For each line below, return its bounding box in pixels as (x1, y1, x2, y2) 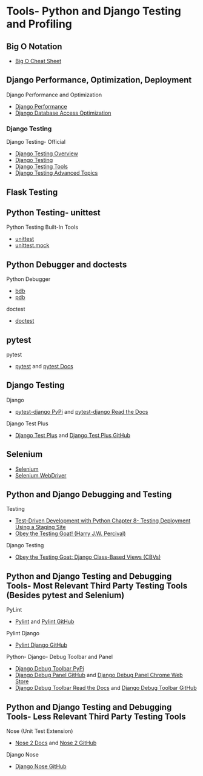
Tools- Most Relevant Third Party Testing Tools (6, 581, 188, 591)
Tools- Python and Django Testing (6, 4, 182, 18)
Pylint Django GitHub (15, 641, 68, 649)
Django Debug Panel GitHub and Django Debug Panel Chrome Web (15, 672, 183, 679)
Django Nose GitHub (15, 763, 67, 770)
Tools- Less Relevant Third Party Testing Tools (6, 711, 186, 721)
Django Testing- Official (6, 138, 65, 146)
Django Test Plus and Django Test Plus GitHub (15, 431, 131, 439)
